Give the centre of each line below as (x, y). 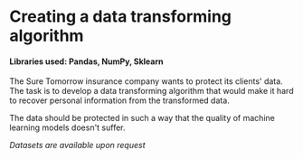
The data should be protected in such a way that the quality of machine (142, 118)
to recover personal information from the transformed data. (120, 100)
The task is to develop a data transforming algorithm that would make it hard (151, 91)
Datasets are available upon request (78, 145)
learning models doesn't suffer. (67, 127)
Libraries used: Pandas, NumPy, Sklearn (86, 61)
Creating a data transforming (121, 17)
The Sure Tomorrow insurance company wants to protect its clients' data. (146, 81)
